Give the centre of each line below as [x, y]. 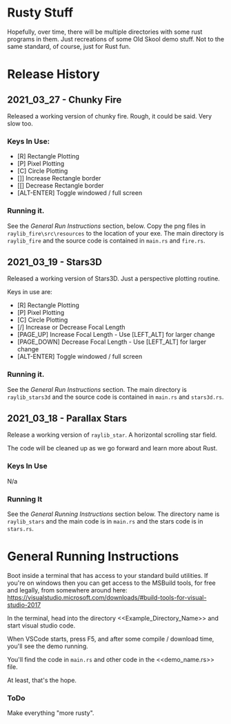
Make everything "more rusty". [51, 713]
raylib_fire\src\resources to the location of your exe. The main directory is [115, 233]
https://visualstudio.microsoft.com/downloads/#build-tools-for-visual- [107, 597]
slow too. [20, 123]
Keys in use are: [30, 292]
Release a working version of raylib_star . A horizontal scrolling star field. [112, 435]
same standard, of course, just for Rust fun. [69, 46]
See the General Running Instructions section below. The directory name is [113, 514]
